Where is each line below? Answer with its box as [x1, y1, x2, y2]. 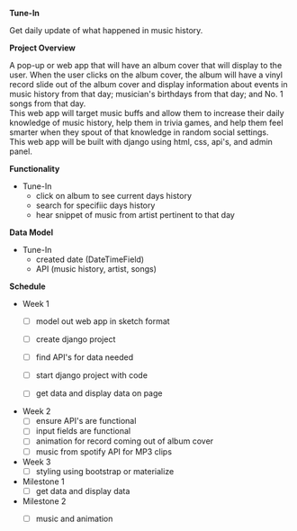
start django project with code [35, 370, 148, 381]
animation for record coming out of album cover [35, 436, 214, 446]
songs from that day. [9, 98, 86, 109]
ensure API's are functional [35, 416, 137, 427]
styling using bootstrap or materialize [35, 465, 175, 476]
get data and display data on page [35, 388, 163, 399]
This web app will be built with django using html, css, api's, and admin [9, 137, 273, 147]
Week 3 [22, 456, 51, 467]
